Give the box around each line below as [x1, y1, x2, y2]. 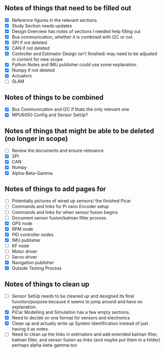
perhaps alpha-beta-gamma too [11, 342, 78, 348]
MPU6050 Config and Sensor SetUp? [11, 112, 88, 118]
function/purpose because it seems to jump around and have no [11, 299, 143, 305]
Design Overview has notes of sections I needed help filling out [11, 28, 141, 34]
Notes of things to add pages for [4, 185, 106, 193]
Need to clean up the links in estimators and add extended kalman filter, [11, 331, 159, 337]
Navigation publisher [11, 260, 54, 266]
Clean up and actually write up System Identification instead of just [11, 320, 149, 327]
